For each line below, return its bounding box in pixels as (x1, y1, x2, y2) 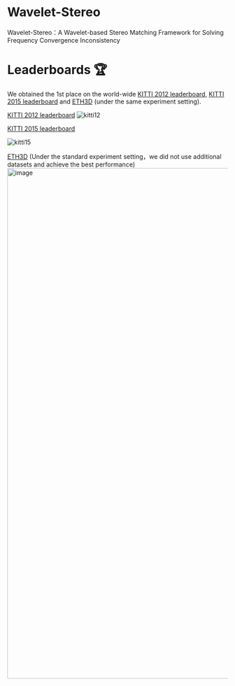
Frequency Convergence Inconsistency (7, 36, 120, 44)
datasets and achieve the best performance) (7, 160, 136, 169)
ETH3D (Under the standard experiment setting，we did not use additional (7, 152, 222, 161)
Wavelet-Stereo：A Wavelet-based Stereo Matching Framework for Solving (7, 28, 224, 36)
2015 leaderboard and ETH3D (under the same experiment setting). (7, 97, 201, 106)
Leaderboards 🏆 (7, 62, 108, 78)
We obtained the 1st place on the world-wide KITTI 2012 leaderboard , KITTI (7, 90, 225, 98)
